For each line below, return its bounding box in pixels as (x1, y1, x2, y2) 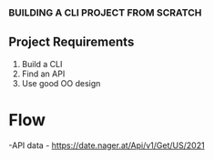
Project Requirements (8, 35, 135, 50)
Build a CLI (21, 58, 63, 69)
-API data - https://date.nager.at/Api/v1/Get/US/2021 (8, 139, 206, 151)
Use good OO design (21, 77, 101, 88)
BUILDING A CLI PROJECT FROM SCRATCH (8, 6, 202, 19)
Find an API (21, 68, 66, 79)
